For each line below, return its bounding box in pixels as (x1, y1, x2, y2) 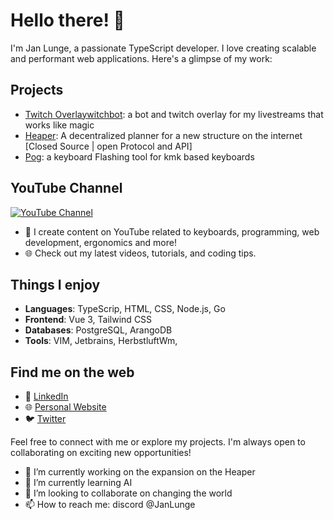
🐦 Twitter (24, 413, 67, 425)
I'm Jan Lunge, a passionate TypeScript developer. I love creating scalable (10, 42, 317, 54)
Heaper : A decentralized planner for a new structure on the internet (24, 129, 303, 141)
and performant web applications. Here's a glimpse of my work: (10, 52, 273, 64)
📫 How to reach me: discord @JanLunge (24, 499, 196, 511)
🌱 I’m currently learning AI (24, 477, 133, 489)
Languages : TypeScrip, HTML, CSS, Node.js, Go (24, 303, 226, 315)
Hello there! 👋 (10, 9, 125, 32)
